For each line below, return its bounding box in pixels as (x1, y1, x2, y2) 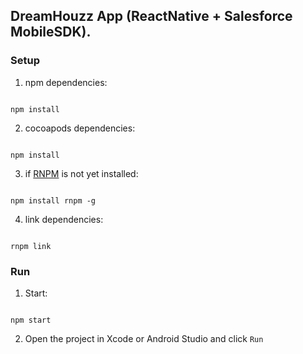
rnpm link (10, 241, 52, 251)
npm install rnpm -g (10, 195, 97, 206)
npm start (10, 315, 52, 325)
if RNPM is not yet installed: (24, 167, 139, 179)
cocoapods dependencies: (24, 122, 136, 134)
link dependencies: (24, 213, 104, 225)
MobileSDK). (10, 24, 92, 41)
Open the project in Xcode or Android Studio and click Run (24, 332, 264, 344)
